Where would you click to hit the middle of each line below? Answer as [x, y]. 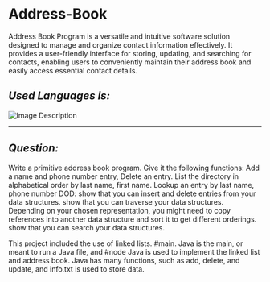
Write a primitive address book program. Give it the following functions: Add [134, 168]
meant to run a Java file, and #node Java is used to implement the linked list [134, 251]
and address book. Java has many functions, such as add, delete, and [124, 260]
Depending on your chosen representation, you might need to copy [120, 210]
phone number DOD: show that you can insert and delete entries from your [132, 193]
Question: [33, 149]
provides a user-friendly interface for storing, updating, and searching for [130, 53]
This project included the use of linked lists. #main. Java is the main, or [126, 243]
